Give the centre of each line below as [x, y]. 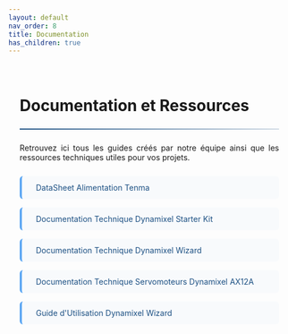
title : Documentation [49, 34]
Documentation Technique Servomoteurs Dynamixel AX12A [145, 282]
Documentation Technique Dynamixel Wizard [119, 251]
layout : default [38, 17]
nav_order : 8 [33, 26]
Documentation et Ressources [135, 106]
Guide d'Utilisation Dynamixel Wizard [104, 313]
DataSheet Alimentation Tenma [93, 188]
